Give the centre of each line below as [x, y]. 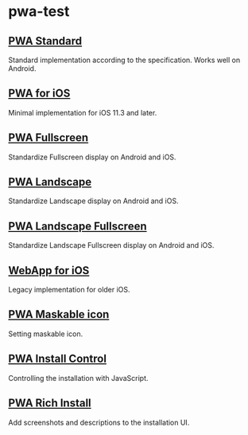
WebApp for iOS [49, 270]
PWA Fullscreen [48, 138]
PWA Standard [45, 41]
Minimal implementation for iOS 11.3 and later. [83, 112]
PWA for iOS [39, 94]
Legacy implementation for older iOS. [69, 290]
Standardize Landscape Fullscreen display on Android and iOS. [111, 245]
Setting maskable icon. [46, 334]
